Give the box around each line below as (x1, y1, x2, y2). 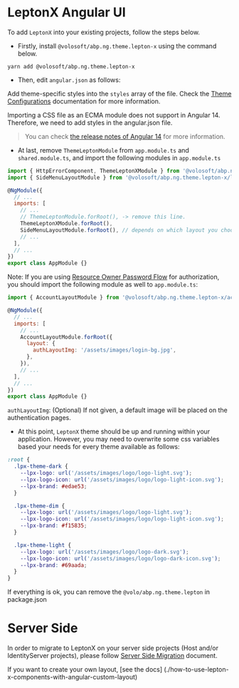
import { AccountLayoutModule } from (7, 294, 119, 302)
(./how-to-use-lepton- (163, 665, 229, 674)
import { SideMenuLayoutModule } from (7, 174, 122, 181)
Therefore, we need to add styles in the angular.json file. (7, 118, 173, 127)
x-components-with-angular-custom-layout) (7, 673, 138, 682)
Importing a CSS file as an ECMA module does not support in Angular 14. (7, 111, 221, 119)
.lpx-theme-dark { (14, 463, 69, 471)
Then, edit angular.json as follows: (17, 76, 121, 84)
